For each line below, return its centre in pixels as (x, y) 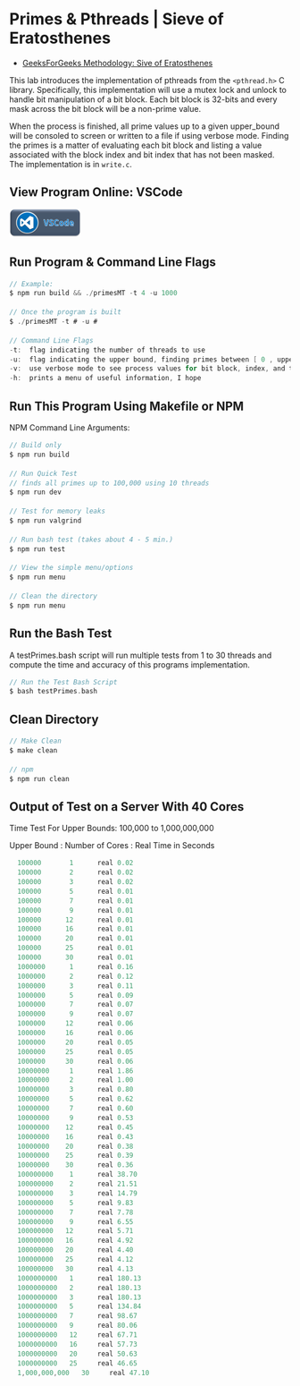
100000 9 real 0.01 (75, 910)
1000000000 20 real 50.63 (78, 1354)
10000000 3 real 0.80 (75, 1090)
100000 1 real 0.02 (75, 863)
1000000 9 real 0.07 (75, 1014)
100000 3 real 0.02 (75, 882)
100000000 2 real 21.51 (78, 1184)
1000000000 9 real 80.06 (78, 1326)
